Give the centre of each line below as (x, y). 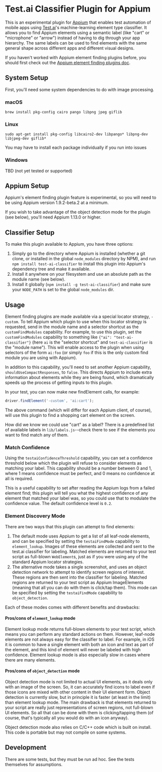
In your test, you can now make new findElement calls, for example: (72, 392)
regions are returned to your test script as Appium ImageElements (78, 582)
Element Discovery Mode (35, 516)
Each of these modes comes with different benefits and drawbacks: (73, 607)
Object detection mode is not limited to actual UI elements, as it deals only (79, 681)
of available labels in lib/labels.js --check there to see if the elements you (80, 429)
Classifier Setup (30, 232)
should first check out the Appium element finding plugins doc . (68, 63)
